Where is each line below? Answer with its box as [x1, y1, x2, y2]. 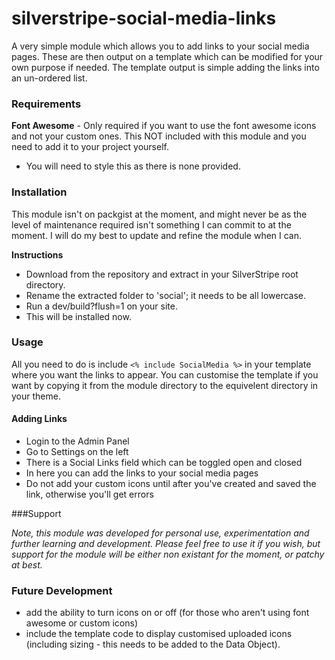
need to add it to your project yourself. [11, 141, 169, 153]
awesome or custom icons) [25, 617, 139, 629]
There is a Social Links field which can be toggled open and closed [25, 457, 303, 469]
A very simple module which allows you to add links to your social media [11, 40, 310, 52]
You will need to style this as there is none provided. [25, 160, 241, 172]
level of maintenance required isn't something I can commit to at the [11, 218, 292, 231]
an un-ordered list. [11, 72, 88, 84]
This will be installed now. [25, 310, 132, 322]
